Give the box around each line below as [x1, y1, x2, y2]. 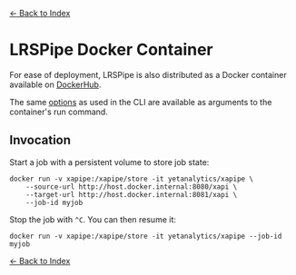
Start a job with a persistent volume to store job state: [9, 156, 210, 167]
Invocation [9, 133, 71, 148]
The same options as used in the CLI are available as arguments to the [9, 96, 272, 107]
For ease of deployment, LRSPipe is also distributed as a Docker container [9, 69, 288, 80]
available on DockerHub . [9, 79, 102, 90]
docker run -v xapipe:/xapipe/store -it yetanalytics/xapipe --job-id [9, 231, 282, 241]
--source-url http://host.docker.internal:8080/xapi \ [25, 182, 238, 192]
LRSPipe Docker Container [9, 40, 213, 60]
